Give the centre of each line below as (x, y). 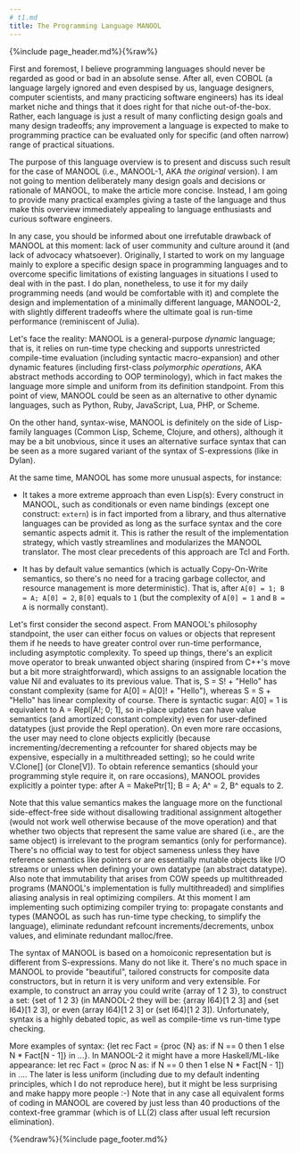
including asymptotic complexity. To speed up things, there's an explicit (141, 652)
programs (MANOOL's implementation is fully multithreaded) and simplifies (147, 888)
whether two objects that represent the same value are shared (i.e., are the (147, 831)
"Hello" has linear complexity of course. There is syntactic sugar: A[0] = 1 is (149, 700)
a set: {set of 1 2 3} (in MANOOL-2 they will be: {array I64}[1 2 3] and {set (144, 1000)
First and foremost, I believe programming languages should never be (137, 69)
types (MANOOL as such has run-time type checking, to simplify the (135, 917)
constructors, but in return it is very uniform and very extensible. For (135, 981)
